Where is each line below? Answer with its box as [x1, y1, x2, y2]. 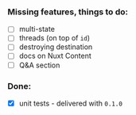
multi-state [18, 25, 55, 34]
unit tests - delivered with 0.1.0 [18, 98, 122, 108]
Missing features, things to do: [7, 6, 129, 17]
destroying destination [18, 42, 93, 52]
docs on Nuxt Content [18, 51, 92, 61]
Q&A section [18, 60, 60, 70]
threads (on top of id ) [18, 33, 91, 43]
